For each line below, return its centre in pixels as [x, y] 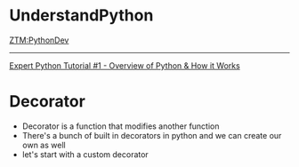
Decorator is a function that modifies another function [121, 126]
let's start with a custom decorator [85, 154]
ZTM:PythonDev [39, 40]
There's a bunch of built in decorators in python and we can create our [152, 135]
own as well [44, 145]
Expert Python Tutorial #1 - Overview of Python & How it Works [125, 65]
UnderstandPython [81, 16]
